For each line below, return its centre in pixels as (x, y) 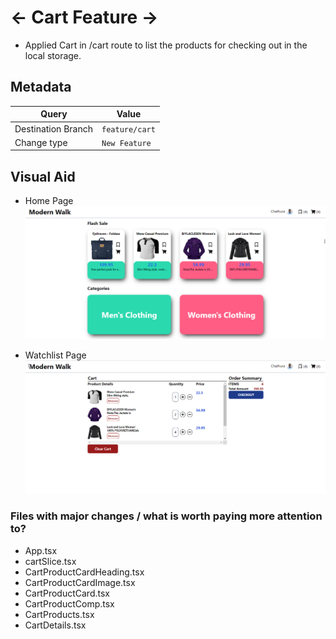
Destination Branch (53, 128)
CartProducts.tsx (59, 614)
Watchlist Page (55, 355)
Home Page (49, 201)
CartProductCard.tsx (67, 593)
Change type (41, 142)
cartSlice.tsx (50, 561)
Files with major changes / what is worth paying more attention (166, 516)
